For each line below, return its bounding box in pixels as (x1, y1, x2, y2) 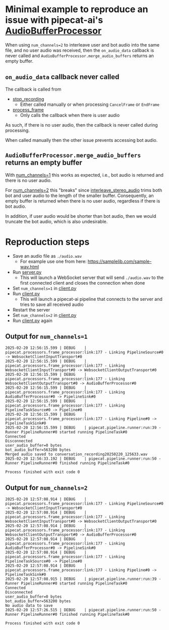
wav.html (20, 263, 39, 269)
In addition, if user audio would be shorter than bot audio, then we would (5, 213, 156, 219)
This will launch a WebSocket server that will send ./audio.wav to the (20, 274, 164, 281)
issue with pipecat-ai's (5, 14, 103, 26)
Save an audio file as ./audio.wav (12, 253, 82, 259)
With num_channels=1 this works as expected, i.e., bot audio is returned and (5, 172, 164, 178)
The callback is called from (5, 86, 62, 92)
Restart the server (12, 306, 50, 312)
